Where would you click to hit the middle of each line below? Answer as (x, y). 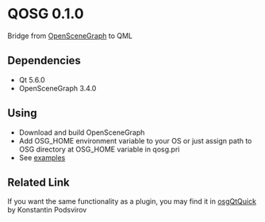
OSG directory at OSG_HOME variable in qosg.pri (99, 149)
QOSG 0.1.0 (46, 14)
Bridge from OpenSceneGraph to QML (70, 36)
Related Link (38, 182)
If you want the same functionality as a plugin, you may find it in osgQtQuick (132, 201)
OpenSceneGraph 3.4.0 (58, 88)
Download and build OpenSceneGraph (82, 132)
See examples (42, 157)
